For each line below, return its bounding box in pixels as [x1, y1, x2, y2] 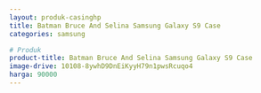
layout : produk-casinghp [9, 12, 102, 22]
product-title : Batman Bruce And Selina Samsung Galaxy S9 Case [9, 54, 253, 63]
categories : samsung [9, 29, 86, 38]
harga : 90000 [9, 70, 58, 80]
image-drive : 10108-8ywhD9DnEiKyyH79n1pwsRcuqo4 [9, 62, 193, 71]
